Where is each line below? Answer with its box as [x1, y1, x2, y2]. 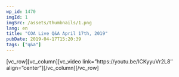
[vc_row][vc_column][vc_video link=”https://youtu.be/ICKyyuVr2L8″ [6, 57, 173, 65]
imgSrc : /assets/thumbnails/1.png [6, 20, 92, 25]
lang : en [6, 25, 28, 31]
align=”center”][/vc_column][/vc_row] [6, 64, 100, 71]
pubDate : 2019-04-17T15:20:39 [6, 36, 82, 42]
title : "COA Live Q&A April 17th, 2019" [6, 31, 109, 37]
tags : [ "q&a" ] [6, 42, 42, 48]
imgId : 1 [6, 14, 28, 20]
